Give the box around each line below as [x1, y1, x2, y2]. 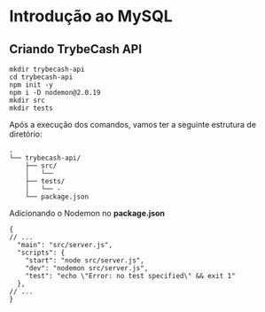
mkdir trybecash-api [9, 65, 86, 74]
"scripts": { [17, 248, 66, 257]
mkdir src [9, 96, 46, 105]
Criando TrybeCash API [9, 42, 143, 57]
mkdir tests [9, 104, 53, 113]
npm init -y [9, 81, 53, 90]
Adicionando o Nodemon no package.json [9, 208, 166, 218]
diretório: [9, 129, 43, 139]
